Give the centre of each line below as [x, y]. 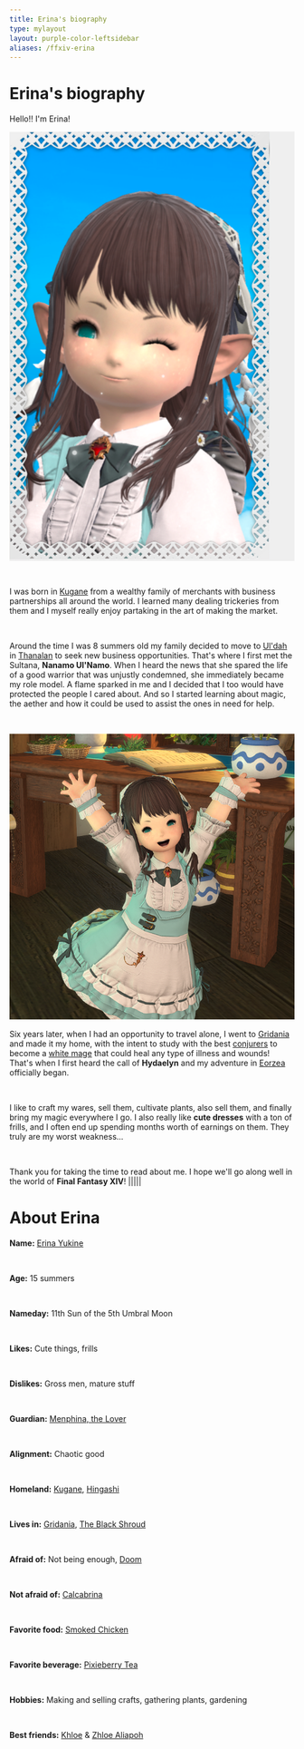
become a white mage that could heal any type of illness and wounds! [140, 1054]
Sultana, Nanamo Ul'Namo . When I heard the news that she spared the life [149, 666]
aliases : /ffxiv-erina [52, 48]
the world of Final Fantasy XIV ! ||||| [76, 1181]
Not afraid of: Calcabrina [56, 1595]
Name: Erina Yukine [47, 1243]
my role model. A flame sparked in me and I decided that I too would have [147, 685]
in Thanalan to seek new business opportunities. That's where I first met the [151, 656]
